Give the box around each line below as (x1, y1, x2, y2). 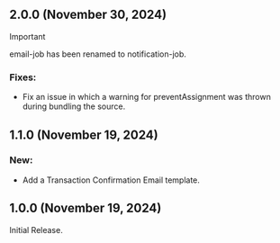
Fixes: (9, 71, 37, 84)
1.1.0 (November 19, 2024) (9, 127, 159, 142)
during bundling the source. (22, 101, 126, 112)
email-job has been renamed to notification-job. (9, 49, 187, 59)
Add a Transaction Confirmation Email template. (22, 175, 201, 185)
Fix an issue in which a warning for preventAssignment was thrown (22, 92, 272, 103)
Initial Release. (9, 224, 63, 235)
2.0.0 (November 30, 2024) (9, 7, 167, 22)
